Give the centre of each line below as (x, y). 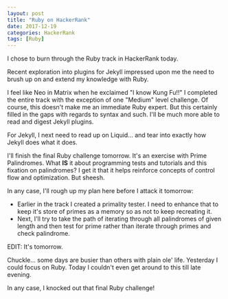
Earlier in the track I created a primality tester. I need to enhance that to (117, 204)
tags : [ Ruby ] (26, 39)
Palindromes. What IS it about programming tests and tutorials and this (107, 163)
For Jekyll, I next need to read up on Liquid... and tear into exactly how (107, 135)
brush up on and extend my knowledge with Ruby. (78, 79)
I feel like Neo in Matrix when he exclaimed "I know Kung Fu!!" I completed (112, 93)
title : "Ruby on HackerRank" (49, 20)
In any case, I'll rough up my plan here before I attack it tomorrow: (100, 191)
